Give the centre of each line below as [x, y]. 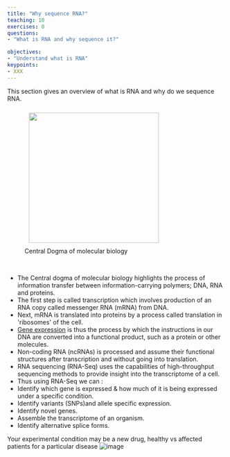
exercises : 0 [26, 26]
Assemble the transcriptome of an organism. [81, 418]
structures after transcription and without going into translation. [108, 359]
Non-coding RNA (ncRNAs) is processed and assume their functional [116, 351]
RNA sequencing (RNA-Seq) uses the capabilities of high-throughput [116, 366]
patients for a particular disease [53, 446]
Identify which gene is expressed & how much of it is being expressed [117, 388]
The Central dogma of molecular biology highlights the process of [111, 278]
